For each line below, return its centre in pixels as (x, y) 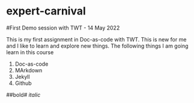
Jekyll (22, 76)
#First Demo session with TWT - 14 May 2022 (63, 28)
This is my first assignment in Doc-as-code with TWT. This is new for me (96, 39)
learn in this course (30, 52)
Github (23, 83)
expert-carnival (46, 11)
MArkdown (29, 70)
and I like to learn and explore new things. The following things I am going (97, 46)
